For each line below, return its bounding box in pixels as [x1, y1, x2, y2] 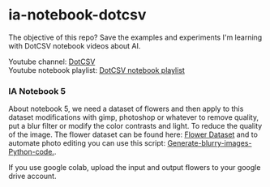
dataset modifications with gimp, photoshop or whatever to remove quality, [8, 113, 259, 122]
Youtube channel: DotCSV [8, 57, 96, 66]
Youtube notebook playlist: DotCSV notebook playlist [8, 65, 185, 74]
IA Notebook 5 [8, 85, 66, 96]
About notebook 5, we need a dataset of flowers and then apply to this [8, 104, 244, 114]
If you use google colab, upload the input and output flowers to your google [8, 163, 261, 172]
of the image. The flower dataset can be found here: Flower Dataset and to [8, 130, 258, 139]
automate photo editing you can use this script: [8, 138, 166, 148]
